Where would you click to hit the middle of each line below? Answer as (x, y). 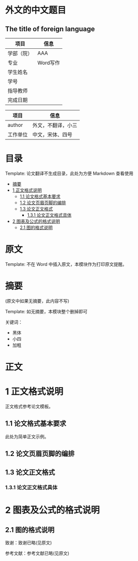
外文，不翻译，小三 (55, 125)
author (15, 125)
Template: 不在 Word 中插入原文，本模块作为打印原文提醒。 (66, 264)
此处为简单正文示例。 (27, 437)
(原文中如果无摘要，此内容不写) (37, 301)
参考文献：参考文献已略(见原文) (37, 554)
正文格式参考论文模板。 (29, 406)
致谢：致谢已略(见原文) (29, 543)
